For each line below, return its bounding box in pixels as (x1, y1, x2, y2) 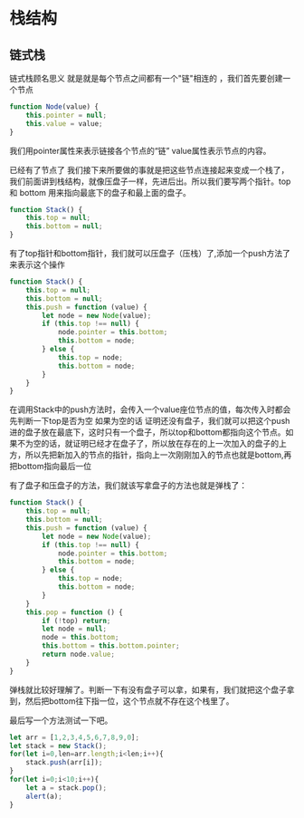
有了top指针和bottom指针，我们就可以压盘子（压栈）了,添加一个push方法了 (9, 248, 291, 258)
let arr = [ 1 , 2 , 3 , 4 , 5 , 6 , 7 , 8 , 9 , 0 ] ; (9, 733, 140, 742)
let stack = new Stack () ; (9, 741, 107, 750)
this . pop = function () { (25, 608, 124, 617)
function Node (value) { (9, 102, 100, 111)
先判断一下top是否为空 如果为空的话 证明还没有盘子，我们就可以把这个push (9, 416, 290, 427)
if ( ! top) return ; (42, 616, 111, 625)
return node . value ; (42, 650, 116, 659)
